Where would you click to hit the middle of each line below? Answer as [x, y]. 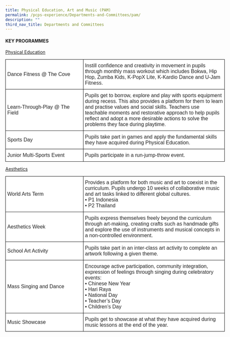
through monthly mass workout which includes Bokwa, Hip [151, 71]
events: [93, 278]
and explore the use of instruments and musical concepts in [152, 230]
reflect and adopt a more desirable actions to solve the [147, 119]
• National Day [101, 295]
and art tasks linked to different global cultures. [138, 194]
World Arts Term [26, 194]
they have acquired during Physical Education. [138, 143]
